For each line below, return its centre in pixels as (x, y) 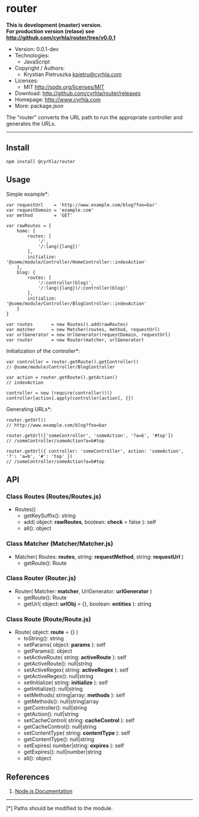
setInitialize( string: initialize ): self (66, 683)
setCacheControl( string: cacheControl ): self (79, 720)
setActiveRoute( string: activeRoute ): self (75, 657)
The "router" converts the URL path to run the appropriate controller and (94, 117)
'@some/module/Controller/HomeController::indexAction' (76, 262)
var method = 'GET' (39, 215)
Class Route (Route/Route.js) (49, 619)
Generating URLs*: (29, 409)
